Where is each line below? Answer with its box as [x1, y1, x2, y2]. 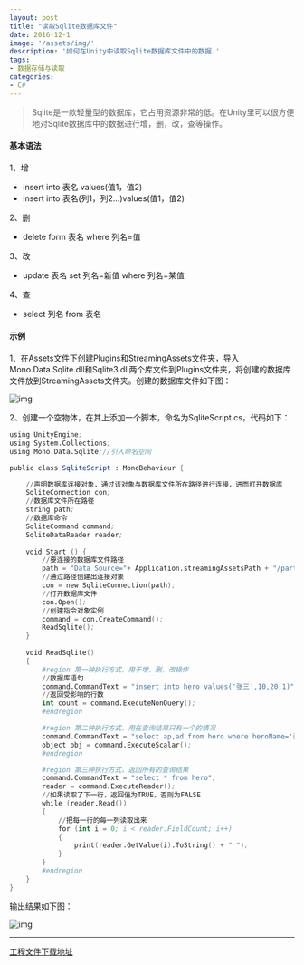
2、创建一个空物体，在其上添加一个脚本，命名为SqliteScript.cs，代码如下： [9, 412, 290, 423]
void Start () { [25, 547, 88, 556]
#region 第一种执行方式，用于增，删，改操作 [42, 665, 189, 674]
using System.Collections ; [9, 439, 111, 448]
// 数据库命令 [25, 514, 68, 523]
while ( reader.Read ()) [42, 799, 128, 808]
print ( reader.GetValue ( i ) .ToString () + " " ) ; [73, 841, 249, 850]
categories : [9, 72, 54, 82]
